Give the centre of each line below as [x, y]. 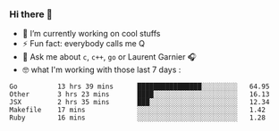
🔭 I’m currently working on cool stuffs [91, 34]
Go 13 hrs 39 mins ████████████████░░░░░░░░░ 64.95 [139, 87]
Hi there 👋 [31, 14]
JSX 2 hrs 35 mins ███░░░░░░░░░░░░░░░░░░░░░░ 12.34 [139, 102]
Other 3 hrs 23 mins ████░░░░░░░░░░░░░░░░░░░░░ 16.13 [139, 94]
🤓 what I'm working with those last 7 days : [101, 70]
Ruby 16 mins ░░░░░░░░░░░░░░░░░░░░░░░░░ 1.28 [138, 118]
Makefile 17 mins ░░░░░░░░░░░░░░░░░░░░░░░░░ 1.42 [138, 111]
